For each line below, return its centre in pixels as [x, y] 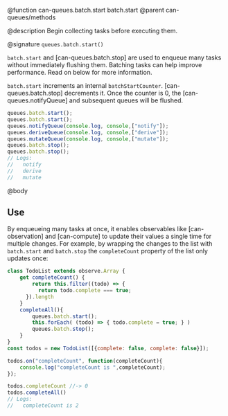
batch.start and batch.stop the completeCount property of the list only [107, 251]
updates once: [28, 258]
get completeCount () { [52, 278]
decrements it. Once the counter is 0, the [123, 93]
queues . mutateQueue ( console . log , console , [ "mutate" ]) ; [88, 139]
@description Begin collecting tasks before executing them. [93, 31]
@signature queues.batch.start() [55, 44]
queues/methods [32, 17]
